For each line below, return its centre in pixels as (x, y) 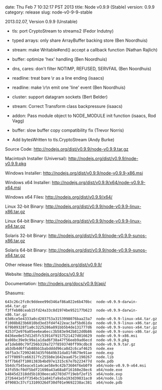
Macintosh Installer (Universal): (36, 158)
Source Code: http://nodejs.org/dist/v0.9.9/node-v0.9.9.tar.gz (67, 149)
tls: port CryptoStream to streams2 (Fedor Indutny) (63, 31)
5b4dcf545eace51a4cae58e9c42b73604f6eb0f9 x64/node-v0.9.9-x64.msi (76, 366)
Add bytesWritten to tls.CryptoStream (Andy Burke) (63, 140)
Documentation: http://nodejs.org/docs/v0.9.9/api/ (56, 283)
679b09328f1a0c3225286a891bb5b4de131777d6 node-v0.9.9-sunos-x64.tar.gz (81, 327)
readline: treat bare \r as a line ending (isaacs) (58, 78)
